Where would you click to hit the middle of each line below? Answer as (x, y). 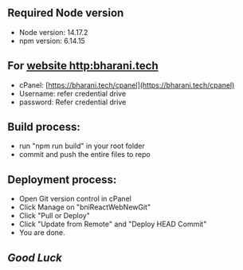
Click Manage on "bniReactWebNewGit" (85, 207)
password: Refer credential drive (73, 102)
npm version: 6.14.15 (52, 41)
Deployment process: (62, 180)
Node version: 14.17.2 (53, 32)
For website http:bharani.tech (83, 66)
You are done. (42, 233)
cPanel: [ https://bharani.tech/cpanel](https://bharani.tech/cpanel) (127, 85)
